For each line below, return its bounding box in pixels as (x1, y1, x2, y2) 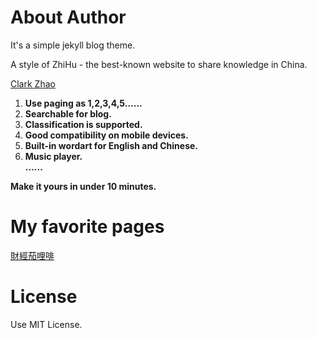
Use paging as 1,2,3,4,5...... (24, 97, 143, 109)
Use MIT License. (10, 318, 83, 330)
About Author (10, 6, 127, 29)
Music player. (24, 150, 83, 162)
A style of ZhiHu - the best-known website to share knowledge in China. (10, 58, 308, 70)
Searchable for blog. (24, 107, 112, 120)
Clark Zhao (10, 77, 56, 90)
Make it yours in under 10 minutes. (10, 180, 157, 192)
